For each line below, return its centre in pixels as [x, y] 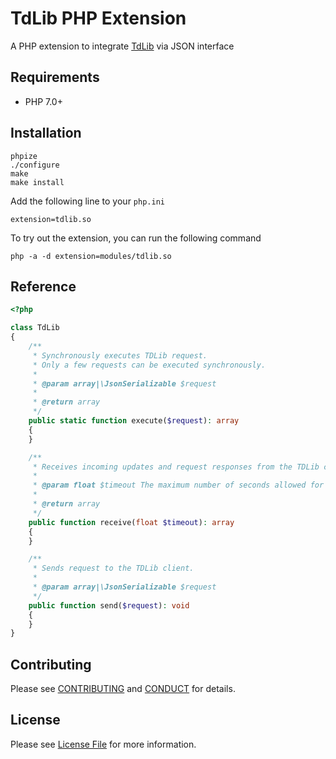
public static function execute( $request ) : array [134, 421]
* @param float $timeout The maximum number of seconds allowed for [178, 485]
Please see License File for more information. [103, 744]
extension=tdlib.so [51, 219]
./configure [35, 165]
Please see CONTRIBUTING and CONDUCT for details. [123, 689]
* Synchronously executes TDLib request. [120, 355]
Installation [46, 133]
